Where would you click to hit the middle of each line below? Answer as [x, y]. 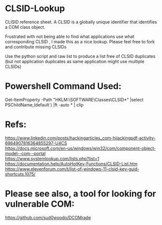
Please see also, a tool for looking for [81, 194]
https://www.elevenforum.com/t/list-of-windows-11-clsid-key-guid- [72, 169]
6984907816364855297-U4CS [36, 143]
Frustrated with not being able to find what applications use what [70, 36]
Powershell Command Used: [63, 86]
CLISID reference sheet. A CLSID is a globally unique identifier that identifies [81, 22]
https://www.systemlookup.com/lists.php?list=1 [52, 158]
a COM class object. [25, 27]
